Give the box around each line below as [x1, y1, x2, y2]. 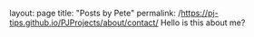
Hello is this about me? [160, 17, 246, 28]
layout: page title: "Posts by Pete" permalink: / [9, 8, 181, 18]
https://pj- [181, 8, 220, 18]
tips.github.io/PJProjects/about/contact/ [9, 17, 159, 28]
